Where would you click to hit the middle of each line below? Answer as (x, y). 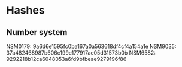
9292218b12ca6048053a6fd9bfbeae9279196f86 (66, 59)
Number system (37, 32)
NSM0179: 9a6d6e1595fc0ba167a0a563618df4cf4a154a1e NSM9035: (91, 46)
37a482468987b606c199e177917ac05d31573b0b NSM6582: (81, 53)
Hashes (25, 10)
